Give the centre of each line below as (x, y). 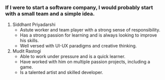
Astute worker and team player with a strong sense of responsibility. (90, 30)
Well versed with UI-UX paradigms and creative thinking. (78, 46)
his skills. (29, 40)
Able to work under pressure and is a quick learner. (73, 56)
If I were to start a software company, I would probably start (79, 7)
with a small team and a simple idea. (50, 13)
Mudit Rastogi (27, 51)
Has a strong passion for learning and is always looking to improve (88, 35)
